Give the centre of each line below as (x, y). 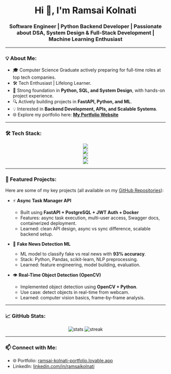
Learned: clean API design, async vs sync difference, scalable (85, 229)
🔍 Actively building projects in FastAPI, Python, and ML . (72, 101)
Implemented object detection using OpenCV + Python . (79, 287)
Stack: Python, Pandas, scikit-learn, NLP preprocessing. (79, 260)
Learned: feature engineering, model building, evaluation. (80, 265)
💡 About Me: (21, 58)
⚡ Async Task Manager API (42, 201)
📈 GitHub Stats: (25, 316)
